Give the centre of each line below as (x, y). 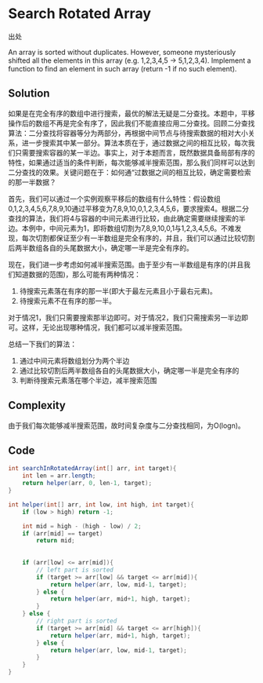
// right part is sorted (77, 621)
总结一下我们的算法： (42, 344)
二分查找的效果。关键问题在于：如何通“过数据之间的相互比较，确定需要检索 (130, 172)
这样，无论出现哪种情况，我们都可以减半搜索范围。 (104, 327)
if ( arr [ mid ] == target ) (63, 533)
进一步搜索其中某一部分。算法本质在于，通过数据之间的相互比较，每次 (135, 143)
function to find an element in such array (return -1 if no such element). (122, 68)
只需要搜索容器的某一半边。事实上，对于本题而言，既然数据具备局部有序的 (135, 152)
